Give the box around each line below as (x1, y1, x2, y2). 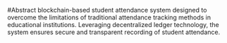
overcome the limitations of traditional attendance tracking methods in (7, 13, 211, 21)
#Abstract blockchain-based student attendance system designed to (7, 6, 207, 14)
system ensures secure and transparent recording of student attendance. (7, 28, 221, 36)
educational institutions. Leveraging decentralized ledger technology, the (7, 21, 220, 28)
